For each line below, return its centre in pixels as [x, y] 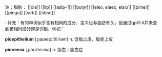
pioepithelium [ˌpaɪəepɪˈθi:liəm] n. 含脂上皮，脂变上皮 [59, 39]
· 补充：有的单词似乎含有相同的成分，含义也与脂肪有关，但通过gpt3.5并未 [79, 23]
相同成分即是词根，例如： [39, 29]
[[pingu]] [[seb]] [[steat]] [30, 13]
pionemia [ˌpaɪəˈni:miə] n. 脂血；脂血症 [44, 49]
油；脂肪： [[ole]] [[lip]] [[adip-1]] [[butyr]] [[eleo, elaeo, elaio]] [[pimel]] [77, 7]
